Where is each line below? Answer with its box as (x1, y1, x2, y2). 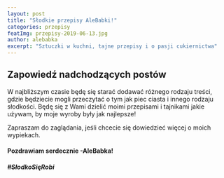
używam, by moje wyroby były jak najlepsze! (7, 109, 136, 118)
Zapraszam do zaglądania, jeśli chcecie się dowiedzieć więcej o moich (7, 123, 211, 132)
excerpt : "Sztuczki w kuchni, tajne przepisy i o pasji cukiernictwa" (7, 43, 218, 50)
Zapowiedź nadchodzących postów (7, 69, 167, 81)
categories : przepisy (7, 23, 71, 30)
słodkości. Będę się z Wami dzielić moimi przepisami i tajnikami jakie (7, 102, 205, 111)
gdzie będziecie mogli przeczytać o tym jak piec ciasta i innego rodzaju (7, 95, 213, 103)
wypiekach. (7, 130, 41, 139)
